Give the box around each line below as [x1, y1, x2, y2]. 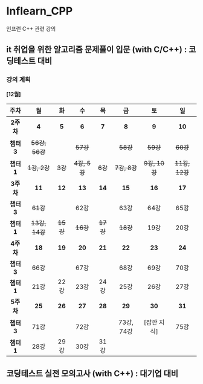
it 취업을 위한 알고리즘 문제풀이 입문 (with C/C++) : [6, 44, 187, 55]
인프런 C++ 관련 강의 [6, 25, 56, 32]
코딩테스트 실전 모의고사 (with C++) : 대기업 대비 [6, 368, 179, 379]
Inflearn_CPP [6, 4, 73, 18]
